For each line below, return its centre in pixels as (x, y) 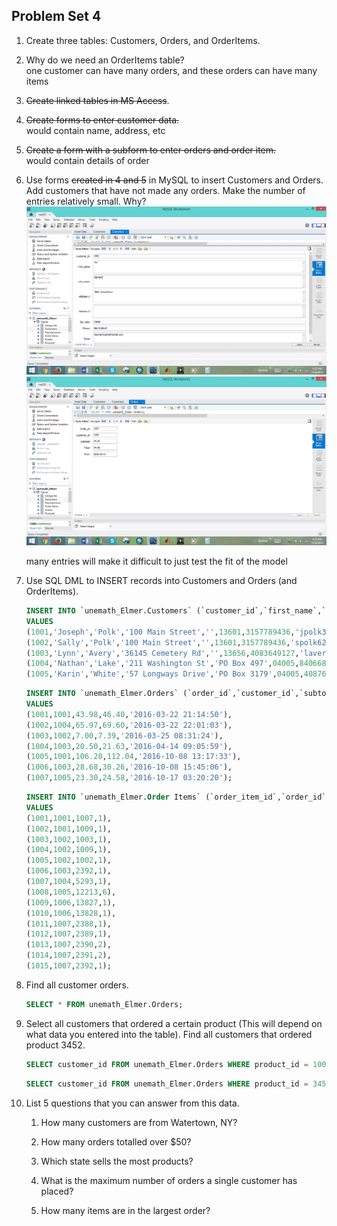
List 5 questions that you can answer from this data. (132, 1103)
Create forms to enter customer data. (102, 120)
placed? (57, 1191)
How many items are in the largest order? (125, 1210)
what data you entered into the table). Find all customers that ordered (169, 1034)
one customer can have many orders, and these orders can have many (171, 70)
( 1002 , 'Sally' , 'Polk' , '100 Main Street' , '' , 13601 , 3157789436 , (158, 642)
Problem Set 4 (56, 16)
